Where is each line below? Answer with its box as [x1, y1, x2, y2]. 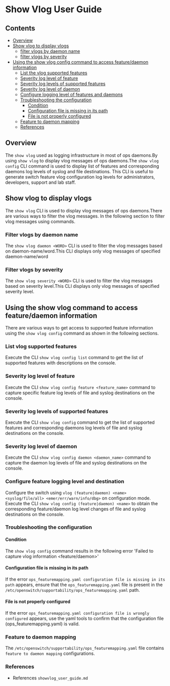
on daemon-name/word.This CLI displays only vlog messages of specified [5, 248, 161, 254]
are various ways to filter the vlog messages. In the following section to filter [5, 213, 165, 219]
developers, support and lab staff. [5, 179, 76, 185]
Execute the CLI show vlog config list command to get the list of [5, 354, 144, 361]
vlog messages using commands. [5, 218, 76, 225]
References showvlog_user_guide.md [12, 675, 88, 681]
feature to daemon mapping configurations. [5, 650, 95, 656]
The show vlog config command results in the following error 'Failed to [5, 547, 154, 554]
